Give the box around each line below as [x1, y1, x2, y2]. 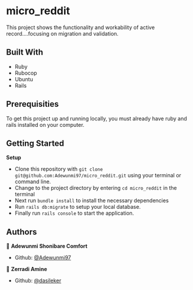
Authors [6, 227, 37, 237]
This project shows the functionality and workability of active [6, 24, 155, 31]
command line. [14, 178, 52, 185]
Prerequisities [6, 99, 59, 109]
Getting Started [6, 138, 65, 148]
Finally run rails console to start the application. [14, 209, 134, 217]
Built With [6, 47, 43, 58]
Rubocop [14, 69, 37, 77]
